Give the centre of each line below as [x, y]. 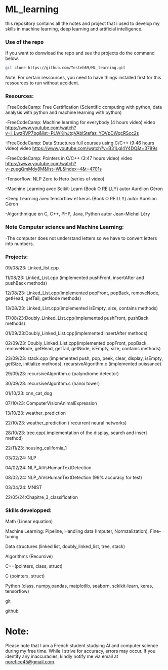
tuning [12, 537]
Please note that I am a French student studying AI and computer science [82, 646]
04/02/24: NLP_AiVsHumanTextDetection [48, 468]
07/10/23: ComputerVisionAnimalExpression [51, 403]
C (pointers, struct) [25, 576]
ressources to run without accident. [42, 83]
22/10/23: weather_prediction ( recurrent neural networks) [66, 423]
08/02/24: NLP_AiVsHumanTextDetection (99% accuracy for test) [74, 477]
